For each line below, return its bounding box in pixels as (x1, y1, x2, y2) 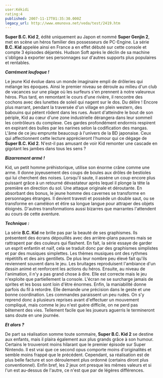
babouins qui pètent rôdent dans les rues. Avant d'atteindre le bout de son (5, 110, 154, 116)
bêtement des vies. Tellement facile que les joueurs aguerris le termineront (5, 307, 155, 313)
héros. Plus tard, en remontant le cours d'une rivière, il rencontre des (5, 94, 143, 100)
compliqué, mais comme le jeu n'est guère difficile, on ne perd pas (5, 302, 138, 308)
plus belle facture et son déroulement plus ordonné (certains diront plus (5, 357, 149, 363)
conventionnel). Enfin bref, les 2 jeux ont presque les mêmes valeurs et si (5, 362, 152, 368)
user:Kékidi (5, 7, 29, 12)
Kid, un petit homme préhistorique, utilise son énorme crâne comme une (5, 165, 150, 171)
